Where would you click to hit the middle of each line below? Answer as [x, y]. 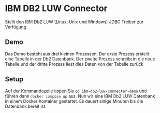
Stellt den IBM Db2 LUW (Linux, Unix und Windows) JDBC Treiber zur [74, 22]
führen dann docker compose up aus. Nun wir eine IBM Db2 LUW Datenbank [80, 96]
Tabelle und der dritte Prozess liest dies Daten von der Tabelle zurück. [75, 64]
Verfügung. [16, 27]
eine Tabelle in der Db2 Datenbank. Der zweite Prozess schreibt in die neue [80, 59]
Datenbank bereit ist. [26, 106]
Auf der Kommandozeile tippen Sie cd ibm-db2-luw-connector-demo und [76, 91]
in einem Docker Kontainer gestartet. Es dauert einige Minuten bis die [74, 101]
